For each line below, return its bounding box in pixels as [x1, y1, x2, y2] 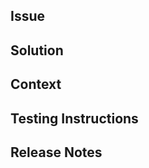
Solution [10, 42, 64, 59]
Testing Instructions [10, 110, 139, 127]
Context [10, 76, 62, 93]
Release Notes [10, 144, 103, 161]
